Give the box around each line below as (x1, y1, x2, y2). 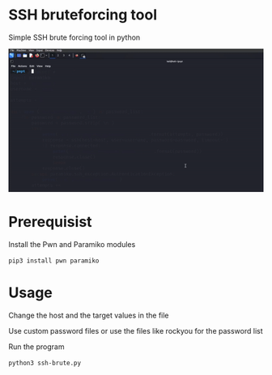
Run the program (8, 342, 65, 352)
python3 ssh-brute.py (8, 359, 82, 367)
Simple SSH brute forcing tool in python (8, 32, 141, 42)
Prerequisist (8, 213, 92, 232)
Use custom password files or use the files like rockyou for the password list (8, 326, 263, 335)
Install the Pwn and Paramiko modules (8, 239, 136, 249)
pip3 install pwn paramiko (8, 257, 100, 265)
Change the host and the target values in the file (8, 310, 169, 320)
